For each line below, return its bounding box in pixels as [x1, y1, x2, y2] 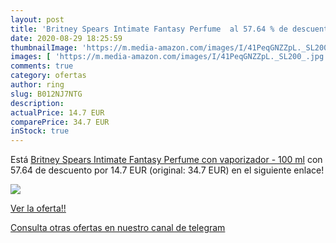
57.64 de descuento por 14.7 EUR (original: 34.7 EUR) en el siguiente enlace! [10, 164, 325, 176]
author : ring [10, 80, 65, 90]
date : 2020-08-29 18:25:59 [10, 33, 123, 43]
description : [10, 98, 65, 108]
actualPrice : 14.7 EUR [10, 107, 105, 118]
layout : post [10, 14, 65, 25]
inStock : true [10, 126, 70, 136]
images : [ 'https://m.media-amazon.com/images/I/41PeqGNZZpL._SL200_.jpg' [10, 52, 329, 62]
